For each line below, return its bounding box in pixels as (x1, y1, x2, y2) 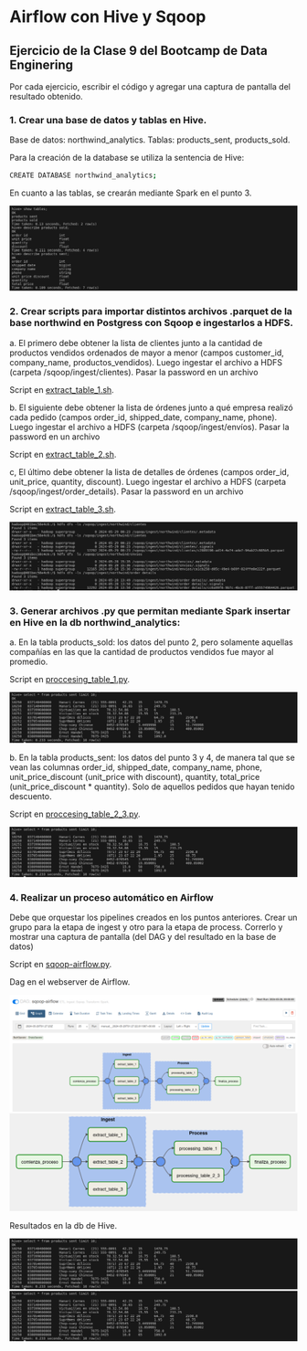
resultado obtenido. (9, 91, 84, 101)
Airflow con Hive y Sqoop (9, 6, 206, 27)
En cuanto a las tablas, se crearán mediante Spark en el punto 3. (9, 187, 252, 198)
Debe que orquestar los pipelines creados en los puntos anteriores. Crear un (9, 912, 298, 923)
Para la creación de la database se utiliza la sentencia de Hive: (9, 153, 245, 164)
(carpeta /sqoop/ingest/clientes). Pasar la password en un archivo (9, 366, 259, 377)
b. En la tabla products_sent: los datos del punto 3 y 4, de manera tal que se (9, 752, 295, 763)
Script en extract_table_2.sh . (9, 449, 117, 459)
